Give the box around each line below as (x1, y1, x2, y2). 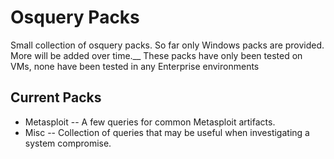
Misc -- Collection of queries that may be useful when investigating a (24, 126, 310, 138)
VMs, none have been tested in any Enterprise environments (10, 60, 260, 72)
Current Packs (10, 89, 102, 106)
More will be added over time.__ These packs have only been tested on (10, 49, 303, 61)
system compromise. (24, 137, 112, 149)
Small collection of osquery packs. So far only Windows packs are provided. (10, 39, 325, 51)
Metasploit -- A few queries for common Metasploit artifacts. (24, 116, 276, 128)
